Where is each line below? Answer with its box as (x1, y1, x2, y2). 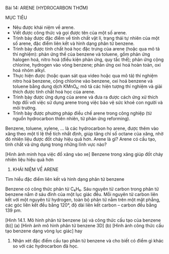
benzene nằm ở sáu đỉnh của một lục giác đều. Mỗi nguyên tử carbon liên (5, 191, 158, 197)
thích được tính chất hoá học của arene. (12, 89, 96, 94)
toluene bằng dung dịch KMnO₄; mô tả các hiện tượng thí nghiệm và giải (12, 83, 162, 89)
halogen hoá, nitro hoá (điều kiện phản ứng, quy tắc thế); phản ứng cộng (12, 57, 164, 63)
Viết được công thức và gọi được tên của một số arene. (12, 30, 127, 35)
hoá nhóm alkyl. (12, 67, 46, 73)
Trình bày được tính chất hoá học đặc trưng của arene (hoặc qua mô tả (12, 46, 160, 52)
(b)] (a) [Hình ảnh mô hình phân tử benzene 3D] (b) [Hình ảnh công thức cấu (5, 223, 164, 228)
